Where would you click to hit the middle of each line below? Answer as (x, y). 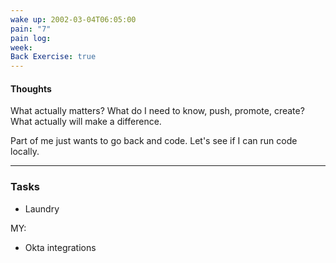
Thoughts (31, 88)
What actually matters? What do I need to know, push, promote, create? (157, 111)
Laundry (42, 208)
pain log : (31, 38)
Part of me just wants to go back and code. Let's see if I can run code (154, 141)
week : (21, 47)
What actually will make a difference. (86, 122)
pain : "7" (31, 29)
